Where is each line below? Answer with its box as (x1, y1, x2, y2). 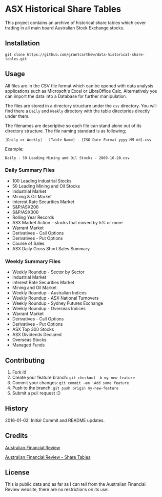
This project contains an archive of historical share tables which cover (5, 20, 146, 26)
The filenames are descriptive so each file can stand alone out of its (5, 123, 142, 129)
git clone (5, 52, 25, 57)
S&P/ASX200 (12, 204, 39, 209)
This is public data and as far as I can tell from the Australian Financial (5, 481, 146, 487)
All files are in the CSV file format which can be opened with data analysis (5, 82, 154, 89)
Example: (5, 146, 24, 152)
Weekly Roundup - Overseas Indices (12, 306, 86, 312)
